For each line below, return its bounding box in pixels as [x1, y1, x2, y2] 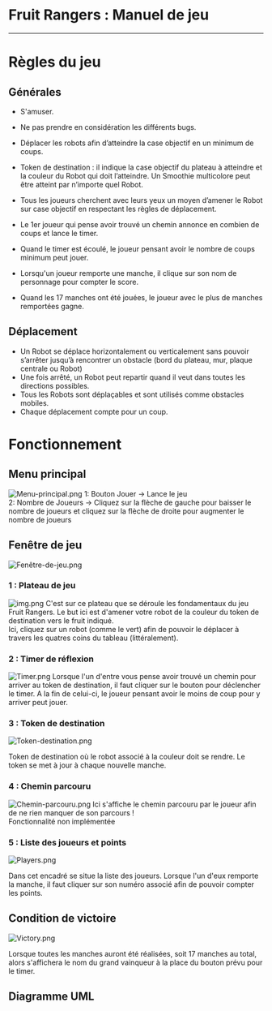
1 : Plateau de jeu [8, 580, 76, 592]
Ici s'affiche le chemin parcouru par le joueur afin [92, 799, 257, 809]
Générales [8, 85, 62, 99]
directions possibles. [19, 381, 90, 390]
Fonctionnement [8, 435, 122, 454]
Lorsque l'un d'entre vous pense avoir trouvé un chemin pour [52, 672, 257, 682]
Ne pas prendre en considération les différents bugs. [19, 122, 197, 131]
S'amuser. [19, 106, 54, 116]
